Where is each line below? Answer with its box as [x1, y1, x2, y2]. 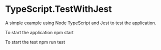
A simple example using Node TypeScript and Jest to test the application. [5, 20, 156, 26]
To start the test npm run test [5, 39, 65, 45]
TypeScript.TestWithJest [5, 3, 112, 15]
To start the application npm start [5, 29, 74, 35]
